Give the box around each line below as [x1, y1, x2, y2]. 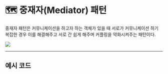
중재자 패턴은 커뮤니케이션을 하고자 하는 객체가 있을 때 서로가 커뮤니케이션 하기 [5, 25, 159, 31]
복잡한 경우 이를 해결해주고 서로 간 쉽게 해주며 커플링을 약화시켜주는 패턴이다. [5, 31, 156, 37]
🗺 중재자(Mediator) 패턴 [5, 4, 107, 16]
